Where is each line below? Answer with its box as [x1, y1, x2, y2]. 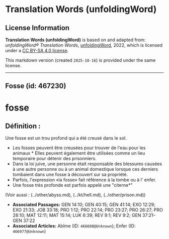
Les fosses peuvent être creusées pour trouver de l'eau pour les [12, 145, 146, 151]
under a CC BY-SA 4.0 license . [5, 48, 69, 53]
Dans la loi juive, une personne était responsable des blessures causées [12, 161, 162, 167]
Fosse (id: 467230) [5, 82, 66, 90]
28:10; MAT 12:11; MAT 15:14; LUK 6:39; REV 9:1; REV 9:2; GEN [12, 212, 141, 218]
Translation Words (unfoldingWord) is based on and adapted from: [5, 37, 146, 43]
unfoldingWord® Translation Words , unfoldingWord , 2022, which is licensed [5, 42, 162, 48]
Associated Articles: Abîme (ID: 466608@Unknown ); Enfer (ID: [12, 223, 136, 229]
